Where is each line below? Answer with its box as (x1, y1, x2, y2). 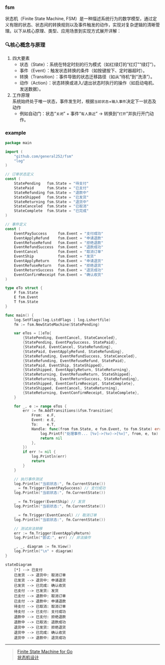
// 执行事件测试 (14, 477, 43, 482)
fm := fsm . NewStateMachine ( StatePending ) (14, 322, 100, 327)
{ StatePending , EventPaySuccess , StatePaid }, (23, 340, 118, 345)
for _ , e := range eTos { (14, 404, 67, 409)
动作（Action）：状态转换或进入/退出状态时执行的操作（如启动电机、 (19, 80, 157, 86)
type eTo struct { (5, 286, 43, 291)
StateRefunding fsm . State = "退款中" (14, 190, 89, 195)
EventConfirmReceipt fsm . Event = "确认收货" (14, 272, 104, 277)
